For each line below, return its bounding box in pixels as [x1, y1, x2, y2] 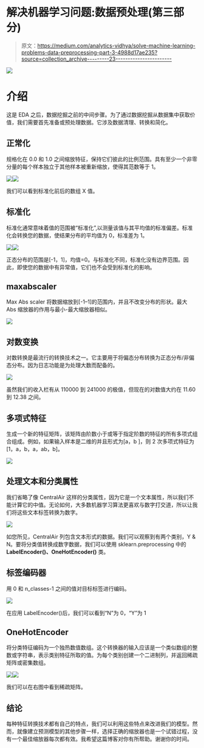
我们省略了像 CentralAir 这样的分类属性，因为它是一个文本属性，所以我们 [6, 493, 189, 501]
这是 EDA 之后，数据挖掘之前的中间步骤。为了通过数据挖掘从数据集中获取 [6, 110, 190, 118]
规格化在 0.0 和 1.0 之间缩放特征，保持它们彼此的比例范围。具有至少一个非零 [6, 155, 197, 163]
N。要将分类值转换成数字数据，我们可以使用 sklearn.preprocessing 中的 [6, 540, 186, 548]
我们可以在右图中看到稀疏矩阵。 [6, 684, 86, 691]
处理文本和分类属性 [6, 476, 78, 486]
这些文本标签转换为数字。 [16, 508, 81, 516]
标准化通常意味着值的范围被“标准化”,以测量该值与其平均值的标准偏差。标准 [6, 224, 193, 231]
